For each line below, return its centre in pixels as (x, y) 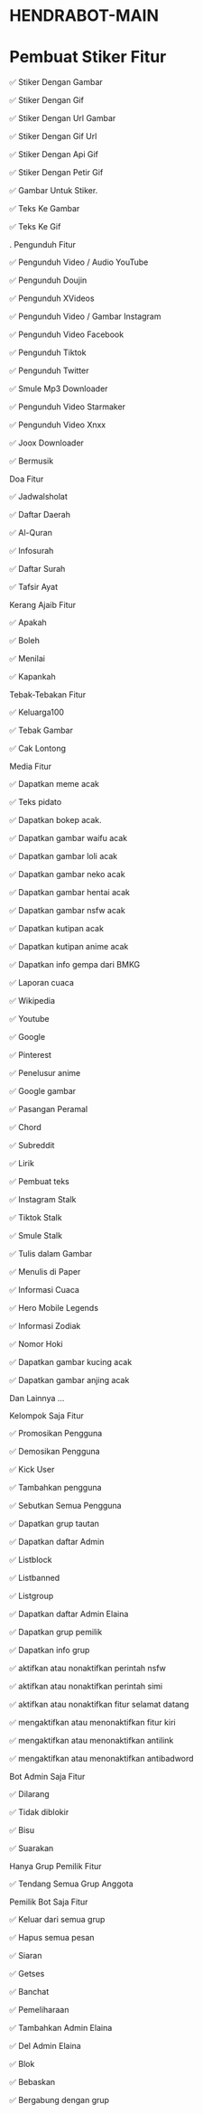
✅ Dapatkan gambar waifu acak (69, 838)
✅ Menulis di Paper (45, 1272)
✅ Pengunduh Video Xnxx (58, 425)
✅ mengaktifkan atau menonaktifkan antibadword (101, 1759)
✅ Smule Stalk (36, 1236)
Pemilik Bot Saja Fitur (49, 1902)
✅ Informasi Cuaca (44, 1290)
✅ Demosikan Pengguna (55, 1452)
